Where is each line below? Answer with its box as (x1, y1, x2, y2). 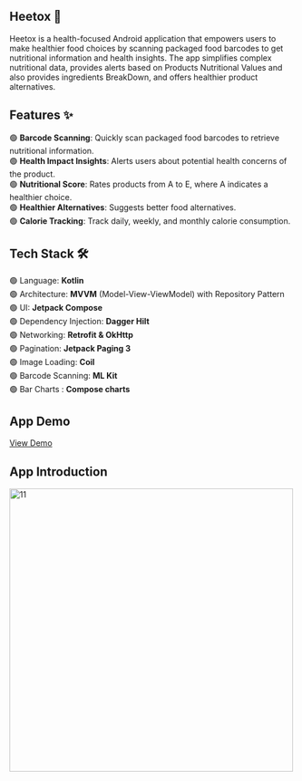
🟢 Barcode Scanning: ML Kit (9, 371, 118, 381)
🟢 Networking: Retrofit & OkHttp (9, 330, 134, 341)
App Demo (9, 413, 71, 429)
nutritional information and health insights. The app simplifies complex (9, 52, 272, 63)
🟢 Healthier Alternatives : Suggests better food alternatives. (9, 201, 237, 213)
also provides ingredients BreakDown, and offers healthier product (9, 72, 258, 82)
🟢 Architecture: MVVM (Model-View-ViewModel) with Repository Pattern (9, 289, 286, 300)
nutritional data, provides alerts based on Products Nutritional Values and (9, 62, 283, 72)
